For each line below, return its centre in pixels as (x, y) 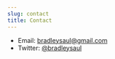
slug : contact (28, 14)
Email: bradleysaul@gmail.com (62, 40)
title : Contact (30, 20)
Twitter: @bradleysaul (50, 48)
